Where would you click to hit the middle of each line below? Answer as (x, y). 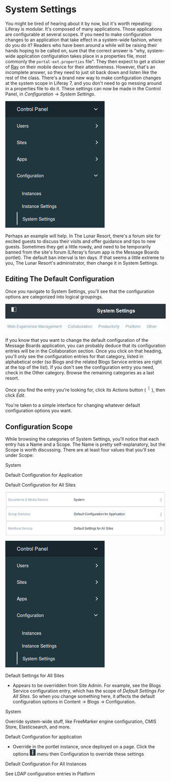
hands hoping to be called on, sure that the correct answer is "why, (76, 51)
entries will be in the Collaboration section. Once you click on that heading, (84, 351)
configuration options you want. (39, 411)
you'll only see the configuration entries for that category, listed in (74, 357)
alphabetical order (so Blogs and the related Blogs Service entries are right (83, 362)
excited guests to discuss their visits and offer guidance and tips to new (81, 241)
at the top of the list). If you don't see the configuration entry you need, (80, 367)
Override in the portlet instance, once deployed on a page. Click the (84, 746)
